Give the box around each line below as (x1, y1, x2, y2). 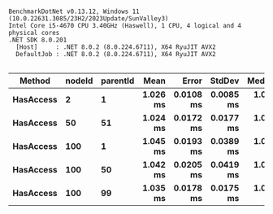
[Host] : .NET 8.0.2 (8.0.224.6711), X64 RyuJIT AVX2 (15, 43, 217, 51)
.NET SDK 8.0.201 (8, 36, 67, 44)
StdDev (210, 75, 240, 86)
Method (19, 75, 51, 86)
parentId (101, 75, 135, 86)
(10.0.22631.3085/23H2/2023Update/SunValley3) (8, 15, 169, 23)
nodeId (65, 75, 93, 86)
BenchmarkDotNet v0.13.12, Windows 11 (8, 7, 140, 15)
